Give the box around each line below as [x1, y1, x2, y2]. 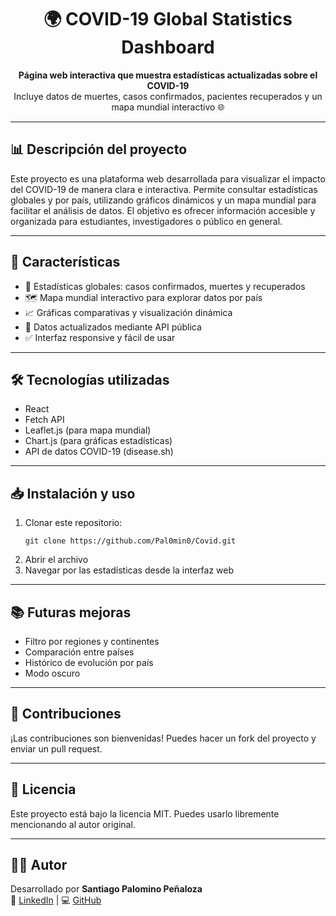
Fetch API [24, 414, 65, 426]
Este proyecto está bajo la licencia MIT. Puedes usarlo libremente [10, 807, 280, 820]
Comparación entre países [24, 646, 135, 658]
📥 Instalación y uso [10, 485, 136, 502]
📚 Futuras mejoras [10, 604, 132, 621]
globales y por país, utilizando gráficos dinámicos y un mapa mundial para [10, 194, 317, 206]
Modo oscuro [24, 667, 81, 679]
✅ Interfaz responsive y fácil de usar [24, 331, 176, 343]
